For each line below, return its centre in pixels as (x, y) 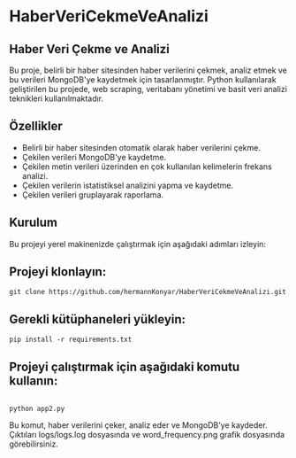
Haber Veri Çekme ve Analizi (89, 49)
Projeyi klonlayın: (58, 272)
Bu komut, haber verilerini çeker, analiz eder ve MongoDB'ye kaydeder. (138, 425)
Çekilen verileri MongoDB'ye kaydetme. (94, 157)
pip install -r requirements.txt (71, 340)
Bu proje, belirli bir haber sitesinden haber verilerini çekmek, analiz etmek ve (148, 70)
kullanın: (34, 380)
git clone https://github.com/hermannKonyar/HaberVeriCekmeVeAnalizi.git (148, 292)
